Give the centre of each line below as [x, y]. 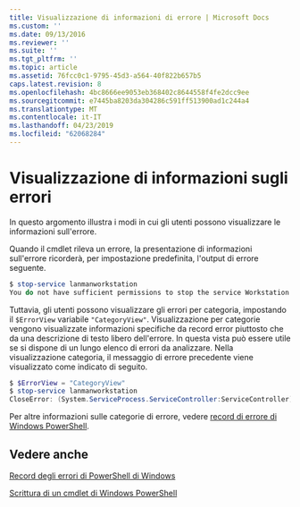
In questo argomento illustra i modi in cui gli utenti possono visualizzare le [145, 222]
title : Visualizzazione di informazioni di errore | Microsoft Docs [139, 17]
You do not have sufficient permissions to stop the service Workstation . [151, 292]
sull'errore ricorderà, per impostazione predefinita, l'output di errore [134, 258]
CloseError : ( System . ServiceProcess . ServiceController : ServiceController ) [151, 400]
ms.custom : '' [36, 26]
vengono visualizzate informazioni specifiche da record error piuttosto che [146, 328]
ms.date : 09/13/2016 [48, 34]
